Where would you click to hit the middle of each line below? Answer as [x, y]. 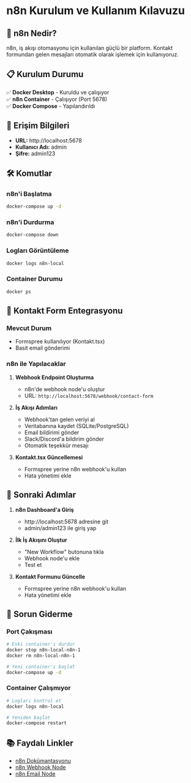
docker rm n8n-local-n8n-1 [41, 656]
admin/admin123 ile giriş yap [60, 528]
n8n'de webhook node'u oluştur [65, 389]
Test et [33, 564]
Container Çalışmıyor [39, 688]
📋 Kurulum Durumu [45, 74]
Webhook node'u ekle [52, 558]
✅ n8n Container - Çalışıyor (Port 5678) [57, 99]
